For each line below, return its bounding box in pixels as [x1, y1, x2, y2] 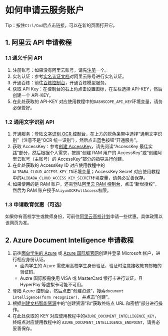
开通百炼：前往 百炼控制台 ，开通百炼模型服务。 [12, 79, 109, 85]
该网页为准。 [5, 219, 31, 226]
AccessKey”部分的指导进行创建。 [57, 156, 126, 162]
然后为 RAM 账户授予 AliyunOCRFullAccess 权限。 [12, 187, 111, 193]
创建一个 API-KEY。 [12, 92, 53, 98]
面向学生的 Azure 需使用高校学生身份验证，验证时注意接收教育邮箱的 [19, 263, 162, 269]
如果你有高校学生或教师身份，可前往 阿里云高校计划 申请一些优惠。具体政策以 [5, 213, 163, 219]
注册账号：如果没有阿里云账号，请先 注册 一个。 [12, 67, 109, 73]
